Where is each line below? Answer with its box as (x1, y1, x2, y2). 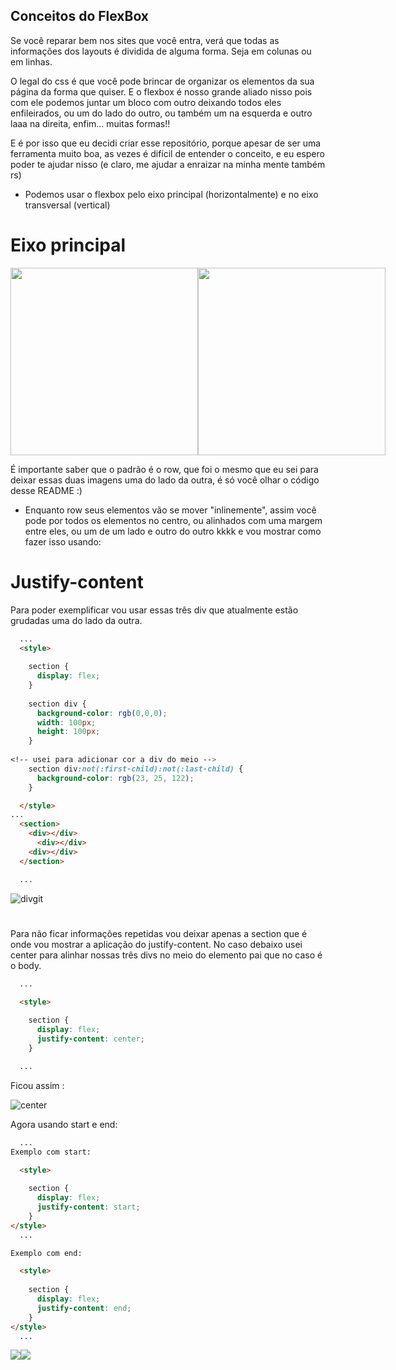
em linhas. (10, 55, 53, 68)
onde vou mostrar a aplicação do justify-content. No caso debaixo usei (10, 938, 303, 950)
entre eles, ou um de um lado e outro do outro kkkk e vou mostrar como (24, 525, 322, 537)
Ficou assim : (10, 1079, 65, 1091)
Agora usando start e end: (10, 1118, 118, 1130)
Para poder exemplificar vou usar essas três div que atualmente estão (10, 604, 299, 616)
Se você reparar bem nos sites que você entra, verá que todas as (10, 34, 280, 46)
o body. (10, 959, 42, 971)
